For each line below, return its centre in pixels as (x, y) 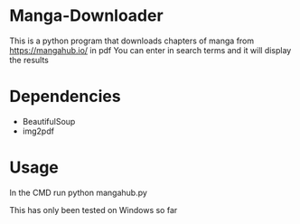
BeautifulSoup (49, 121)
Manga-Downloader (87, 16)
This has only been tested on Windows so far (94, 210)
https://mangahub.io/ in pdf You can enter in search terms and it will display (150, 50)
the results (29, 60)
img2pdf (38, 131)
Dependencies (65, 97)
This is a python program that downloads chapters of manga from (132, 41)
